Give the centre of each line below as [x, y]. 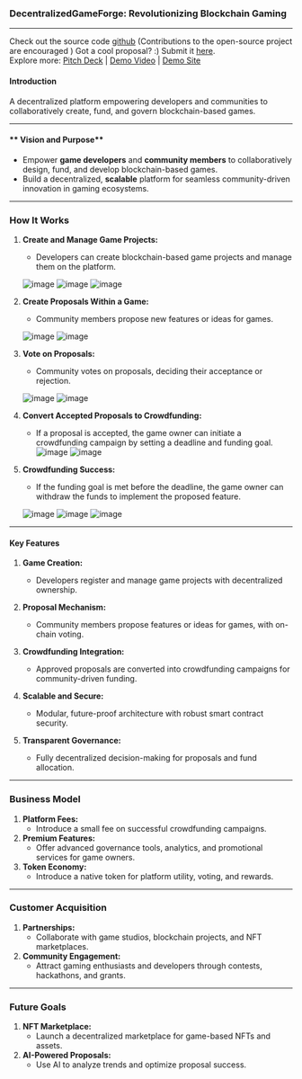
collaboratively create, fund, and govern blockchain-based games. [133, 111]
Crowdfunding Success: [68, 469]
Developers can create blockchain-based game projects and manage [164, 257]
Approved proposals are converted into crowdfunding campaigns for [163, 669]
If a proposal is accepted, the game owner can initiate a [138, 433]
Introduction [33, 81]
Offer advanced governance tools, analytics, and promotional [149, 847]
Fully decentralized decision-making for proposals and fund [147, 758]
